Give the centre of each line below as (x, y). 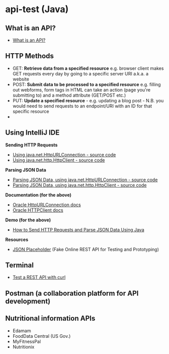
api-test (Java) (37, 9)
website (21, 79)
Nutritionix (23, 347)
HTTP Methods (30, 56)
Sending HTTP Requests (32, 145)
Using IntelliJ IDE (32, 133)
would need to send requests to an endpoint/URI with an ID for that (82, 106)
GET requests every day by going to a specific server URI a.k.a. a (80, 73)
